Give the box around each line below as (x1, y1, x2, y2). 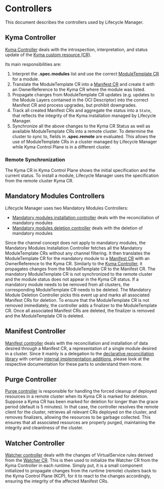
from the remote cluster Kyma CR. (5, 178, 74, 184)
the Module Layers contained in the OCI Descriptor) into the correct (12, 97, 148, 103)
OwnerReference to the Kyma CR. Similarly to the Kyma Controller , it (5, 260, 143, 266)
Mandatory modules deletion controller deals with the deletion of (12, 225, 143, 231)
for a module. (12, 76, 40, 82)
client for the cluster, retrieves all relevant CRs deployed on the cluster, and (5, 409, 157, 415)
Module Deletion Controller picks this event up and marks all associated (5, 292, 150, 298)
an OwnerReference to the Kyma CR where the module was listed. (12, 86, 146, 92)
